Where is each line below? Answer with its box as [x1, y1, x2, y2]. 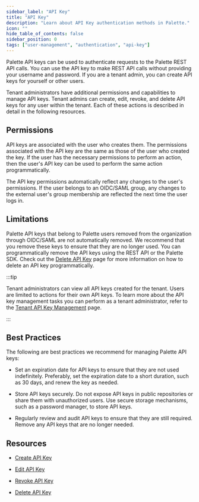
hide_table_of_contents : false [6, 31, 84, 37]
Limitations [6, 214, 49, 224]
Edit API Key [14, 466, 45, 473]
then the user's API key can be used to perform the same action [6, 160, 163, 167]
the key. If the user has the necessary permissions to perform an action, [6, 153, 182, 161]
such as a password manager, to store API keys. [14, 403, 132, 410]
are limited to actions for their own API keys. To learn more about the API [6, 291, 184, 298]
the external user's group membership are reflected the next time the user [6, 190, 188, 197]
